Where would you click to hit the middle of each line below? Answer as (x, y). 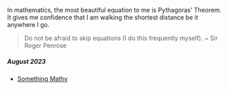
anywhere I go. (28, 25)
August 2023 (27, 61)
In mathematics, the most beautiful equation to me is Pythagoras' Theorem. (114, 10)
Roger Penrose (45, 45)
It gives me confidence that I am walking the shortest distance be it (103, 17)
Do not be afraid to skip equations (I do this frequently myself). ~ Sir (121, 38)
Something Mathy (42, 78)
